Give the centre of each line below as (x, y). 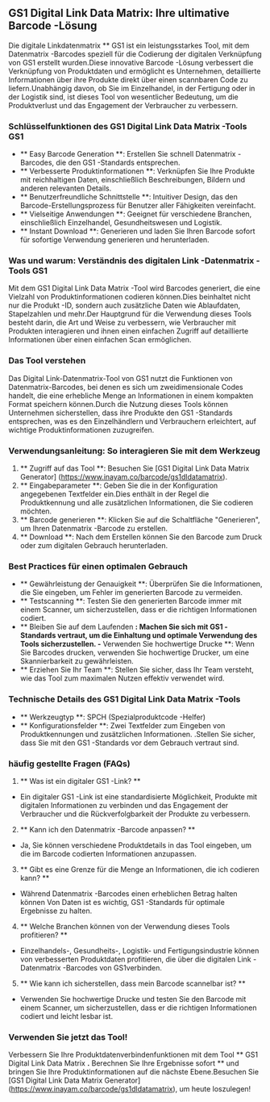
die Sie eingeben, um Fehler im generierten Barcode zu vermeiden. (131, 593)
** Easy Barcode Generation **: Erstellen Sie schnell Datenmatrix (128, 154)
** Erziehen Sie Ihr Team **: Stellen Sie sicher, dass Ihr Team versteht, (137, 670)
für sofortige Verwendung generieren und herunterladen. (114, 240)
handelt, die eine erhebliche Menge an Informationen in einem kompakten (131, 396)
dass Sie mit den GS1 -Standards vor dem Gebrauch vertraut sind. (129, 743)
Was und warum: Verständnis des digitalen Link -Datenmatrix (131, 261)
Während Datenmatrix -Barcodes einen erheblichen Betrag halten (129, 893)
